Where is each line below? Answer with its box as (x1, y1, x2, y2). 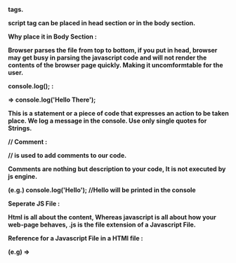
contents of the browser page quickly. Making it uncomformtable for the (8, 61, 223, 69)
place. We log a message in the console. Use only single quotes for (8, 116, 207, 125)
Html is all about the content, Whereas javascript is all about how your (8, 213, 217, 221)
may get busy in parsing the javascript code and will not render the (8, 53, 207, 62)
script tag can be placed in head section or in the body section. (8, 19, 196, 27)
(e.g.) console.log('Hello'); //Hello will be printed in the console (8, 186, 196, 194)
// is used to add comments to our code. (8, 151, 127, 159)
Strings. (8, 124, 32, 132)
